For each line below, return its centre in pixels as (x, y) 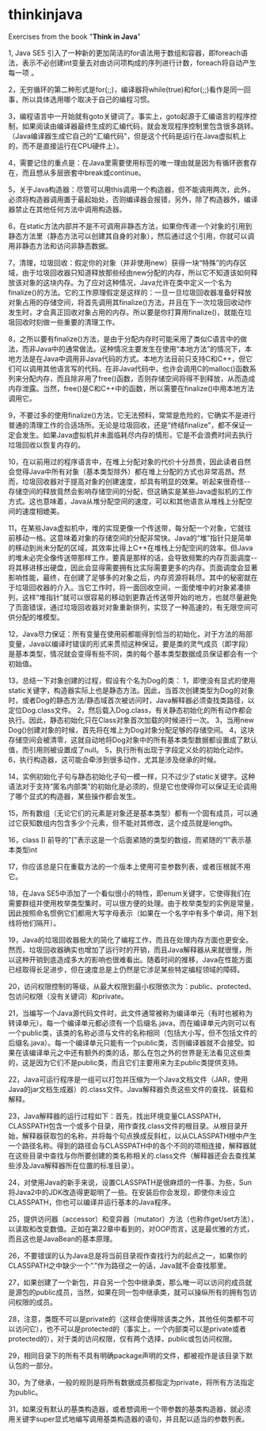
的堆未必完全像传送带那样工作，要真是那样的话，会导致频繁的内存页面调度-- (133, 558)
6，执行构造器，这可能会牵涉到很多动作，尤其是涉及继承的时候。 (114, 759)
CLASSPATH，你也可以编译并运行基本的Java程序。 (92, 1202)
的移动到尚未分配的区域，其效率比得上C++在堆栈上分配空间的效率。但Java (131, 547)
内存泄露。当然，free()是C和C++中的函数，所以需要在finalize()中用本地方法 (131, 388)
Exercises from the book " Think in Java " (74, 36)
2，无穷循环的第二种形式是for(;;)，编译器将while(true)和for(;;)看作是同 (123, 89)
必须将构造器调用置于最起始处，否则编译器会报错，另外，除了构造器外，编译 (133, 199)
